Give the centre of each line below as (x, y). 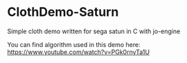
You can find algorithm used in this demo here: (74, 44)
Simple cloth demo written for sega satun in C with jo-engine (94, 31)
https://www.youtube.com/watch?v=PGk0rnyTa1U (79, 52)
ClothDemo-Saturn (63, 12)
